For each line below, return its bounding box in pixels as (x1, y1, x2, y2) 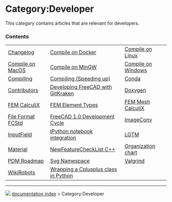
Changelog (8, 49, 35, 56)
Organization (124, 142, 156, 150)
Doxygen (124, 87, 146, 94)
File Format (8, 113, 35, 120)
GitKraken (50, 90, 74, 97)
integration (50, 134, 76, 141)
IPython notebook (50, 128, 93, 135)
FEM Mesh (124, 98, 150, 105)
